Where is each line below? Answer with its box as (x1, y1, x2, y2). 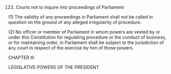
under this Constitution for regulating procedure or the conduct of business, (8, 34, 166, 40)
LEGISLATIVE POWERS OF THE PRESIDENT (8, 64, 99, 70)
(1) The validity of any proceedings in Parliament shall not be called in (8, 14, 153, 19)
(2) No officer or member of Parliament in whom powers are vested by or (8, 29, 161, 34)
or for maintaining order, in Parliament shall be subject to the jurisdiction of (8, 39, 164, 45)
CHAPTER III (8, 54, 34, 60)
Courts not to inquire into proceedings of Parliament (15, 4, 124, 10)
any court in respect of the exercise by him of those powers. (8, 45, 134, 50)
